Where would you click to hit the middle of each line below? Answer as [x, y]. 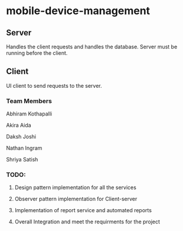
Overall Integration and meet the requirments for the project [87, 222]
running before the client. [37, 53]
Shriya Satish [22, 160]
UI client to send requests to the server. [54, 85]
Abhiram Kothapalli [29, 114]
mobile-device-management [78, 11]
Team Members [29, 101]
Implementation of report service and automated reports [83, 210]
